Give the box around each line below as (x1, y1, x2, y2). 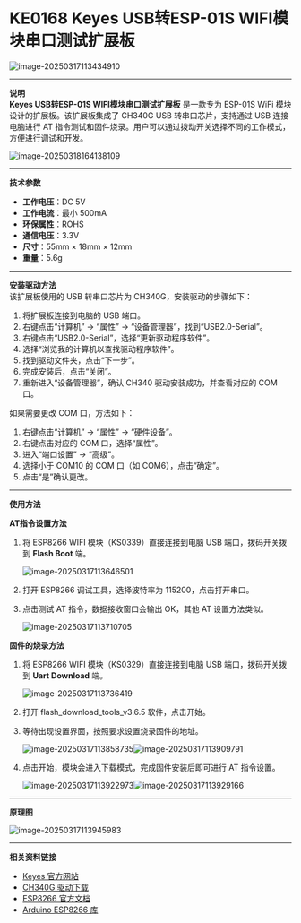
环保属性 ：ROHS (21, 219, 84, 229)
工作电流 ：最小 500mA (21, 207, 107, 218)
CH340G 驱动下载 (21, 882, 90, 893)
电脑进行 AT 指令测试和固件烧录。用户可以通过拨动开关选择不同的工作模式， (9, 121, 291, 132)
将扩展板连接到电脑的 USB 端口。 (21, 310, 146, 321)
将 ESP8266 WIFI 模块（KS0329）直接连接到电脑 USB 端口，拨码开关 (21, 659, 279, 669)
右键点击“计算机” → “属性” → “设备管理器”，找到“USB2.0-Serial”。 (21, 321, 268, 332)
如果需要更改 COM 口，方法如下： (9, 407, 135, 418)
